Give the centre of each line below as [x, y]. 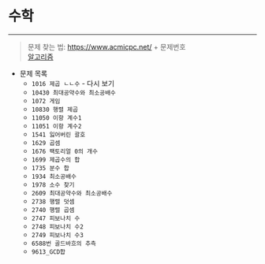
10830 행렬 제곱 [55, 110]
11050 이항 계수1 [56, 118]
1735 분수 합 [50, 168]
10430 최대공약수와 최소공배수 [74, 93]
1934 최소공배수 [54, 177]
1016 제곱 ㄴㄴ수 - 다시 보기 [73, 83]
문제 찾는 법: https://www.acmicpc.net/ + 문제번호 [106, 46]
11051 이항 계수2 [56, 126]
